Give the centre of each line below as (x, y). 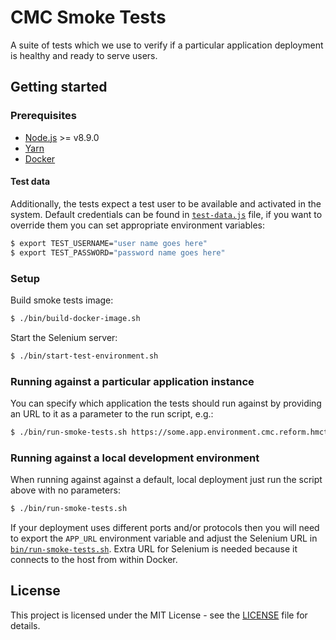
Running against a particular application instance (132, 381)
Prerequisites (43, 116)
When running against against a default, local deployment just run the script (166, 480)
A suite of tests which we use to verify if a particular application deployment (167, 45)
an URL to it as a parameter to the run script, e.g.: (112, 413)
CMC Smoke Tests (88, 17)
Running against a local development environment (135, 458)
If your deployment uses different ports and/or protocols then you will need (165, 527)
